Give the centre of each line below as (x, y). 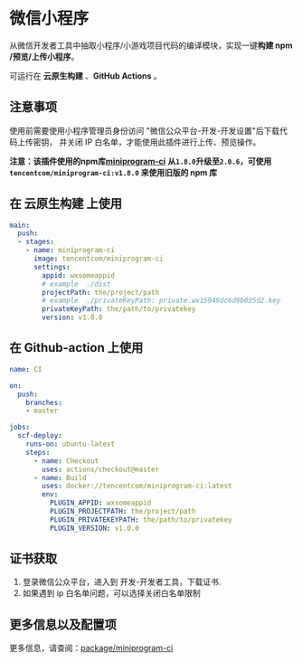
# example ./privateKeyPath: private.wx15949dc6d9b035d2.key (161, 301)
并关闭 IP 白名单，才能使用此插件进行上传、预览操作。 (160, 142)
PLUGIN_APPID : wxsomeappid (100, 503)
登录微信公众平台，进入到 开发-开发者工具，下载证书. (122, 582)
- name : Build (60, 478)
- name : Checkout (66, 461)
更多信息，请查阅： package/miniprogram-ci (91, 648)
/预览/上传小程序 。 (44, 56)
